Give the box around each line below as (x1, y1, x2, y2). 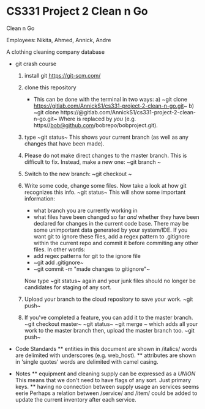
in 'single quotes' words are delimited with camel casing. (15, 358, 158, 365)
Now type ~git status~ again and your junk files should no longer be (24, 277, 196, 284)
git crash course (15, 60, 57, 67)
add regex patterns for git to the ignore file (33, 252, 141, 259)
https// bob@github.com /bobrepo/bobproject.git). (33, 121, 158, 129)
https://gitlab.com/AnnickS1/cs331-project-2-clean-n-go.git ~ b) (33, 102, 195, 109)
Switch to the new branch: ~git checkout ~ (24, 170, 132, 177)
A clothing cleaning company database (6, 48, 105, 56)
